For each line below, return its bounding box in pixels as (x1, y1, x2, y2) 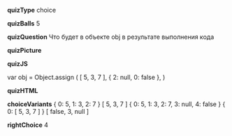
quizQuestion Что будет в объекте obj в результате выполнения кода (7, 33, 215, 41)
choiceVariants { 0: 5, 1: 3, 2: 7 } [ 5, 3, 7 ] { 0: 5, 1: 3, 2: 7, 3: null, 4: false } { (7, 100, 226, 108)
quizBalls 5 (7, 19, 41, 27)
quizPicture (7, 46, 42, 54)
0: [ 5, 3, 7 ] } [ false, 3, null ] (7, 108, 89, 115)
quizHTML (7, 87, 38, 94)
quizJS (7, 60, 28, 68)
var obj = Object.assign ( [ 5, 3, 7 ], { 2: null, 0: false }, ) (7, 73, 166, 81)
